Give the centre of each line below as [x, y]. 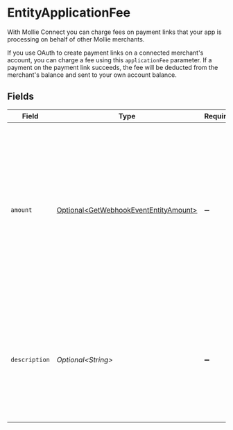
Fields [21, 97]
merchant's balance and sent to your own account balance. [92, 75]
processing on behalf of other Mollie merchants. [76, 39]
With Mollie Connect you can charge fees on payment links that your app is [114, 32]
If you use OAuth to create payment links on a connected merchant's [105, 53]
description [31, 359]
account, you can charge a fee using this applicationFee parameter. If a [110, 60]
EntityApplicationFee [69, 13]
